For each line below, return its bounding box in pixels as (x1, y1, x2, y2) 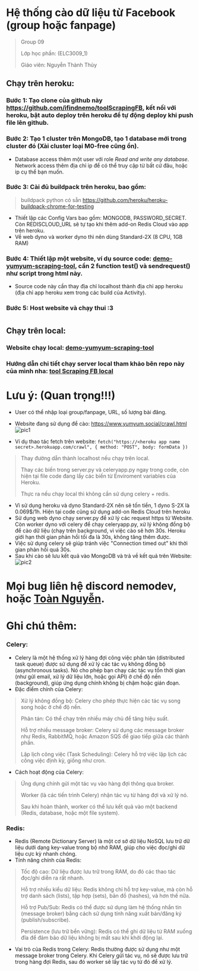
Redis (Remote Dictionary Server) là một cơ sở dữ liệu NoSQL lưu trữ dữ (14, 838, 190, 844)
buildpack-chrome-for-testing (20, 203, 94, 210)
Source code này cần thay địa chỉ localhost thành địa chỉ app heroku (14, 283, 183, 290)
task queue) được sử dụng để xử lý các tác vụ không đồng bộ (14, 660, 166, 667)
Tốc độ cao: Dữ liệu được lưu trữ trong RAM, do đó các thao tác (20, 868, 176, 875)
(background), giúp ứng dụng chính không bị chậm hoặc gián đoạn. (14, 679, 181, 686)
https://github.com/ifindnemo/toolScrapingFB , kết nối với (6, 104, 176, 112)
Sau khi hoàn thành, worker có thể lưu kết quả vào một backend (20, 803, 178, 810)
